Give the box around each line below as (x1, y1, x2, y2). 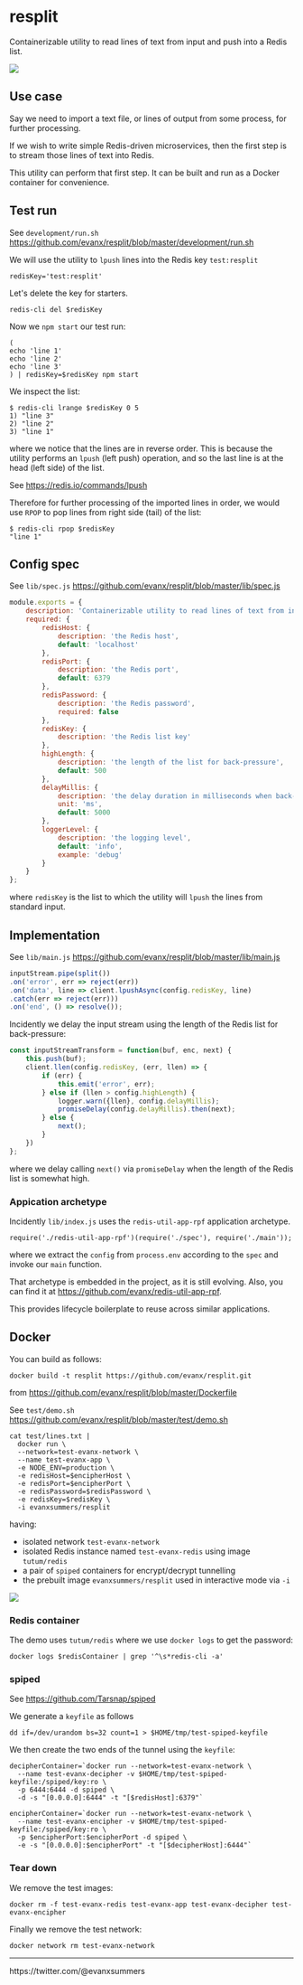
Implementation (9, 927, 101, 943)
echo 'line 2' (9, 354, 63, 363)
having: (9, 1519, 38, 1529)
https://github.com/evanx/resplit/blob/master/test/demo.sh (9, 1414, 228, 1425)
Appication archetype (9, 1195, 107, 1208)
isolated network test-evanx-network (22, 1536, 161, 1547)
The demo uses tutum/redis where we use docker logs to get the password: (9, 1634, 293, 1646)
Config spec (9, 556, 79, 571)
